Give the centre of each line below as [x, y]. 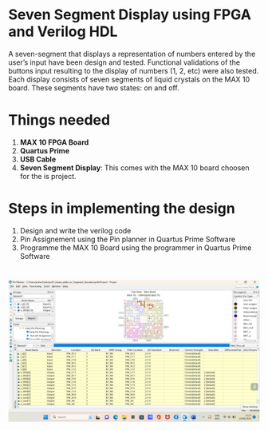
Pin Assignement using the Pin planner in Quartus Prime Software [128, 239]
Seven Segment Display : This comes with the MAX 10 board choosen [134, 167]
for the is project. [48, 176]
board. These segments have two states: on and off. [94, 88]
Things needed [59, 120]
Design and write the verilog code [75, 230]
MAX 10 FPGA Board [54, 142]
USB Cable [38, 159]
